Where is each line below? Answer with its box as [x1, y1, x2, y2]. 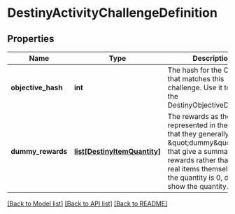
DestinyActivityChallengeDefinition [7, 5, 218, 21]
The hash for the [167, 65, 222, 75]
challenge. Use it [167, 83, 222, 92]
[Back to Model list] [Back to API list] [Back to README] [7, 199, 168, 208]
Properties [7, 33, 55, 45]
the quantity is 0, [167, 173, 223, 183]
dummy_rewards [10, 147, 68, 156]
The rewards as [167, 112, 219, 121]
